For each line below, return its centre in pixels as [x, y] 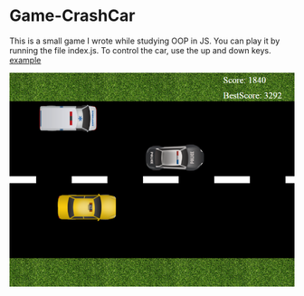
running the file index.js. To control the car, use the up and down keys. [140, 50]
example [25, 60]
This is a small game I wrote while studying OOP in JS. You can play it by [145, 41]
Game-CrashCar [72, 16]
